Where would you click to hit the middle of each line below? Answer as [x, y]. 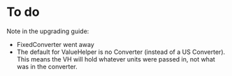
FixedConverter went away [56, 44]
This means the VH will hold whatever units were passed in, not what [116, 59]
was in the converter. [47, 66]
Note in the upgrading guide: [48, 31]
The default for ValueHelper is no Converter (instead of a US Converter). [121, 52]
